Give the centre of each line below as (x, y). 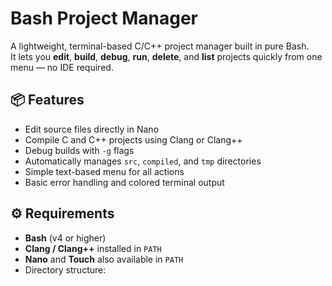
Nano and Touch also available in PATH (104, 259)
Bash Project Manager (104, 18)
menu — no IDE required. (62, 67)
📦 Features (47, 100)
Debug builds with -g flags (79, 150)
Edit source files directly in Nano (92, 129)
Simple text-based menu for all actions (104, 171)
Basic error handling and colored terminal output (124, 182)
